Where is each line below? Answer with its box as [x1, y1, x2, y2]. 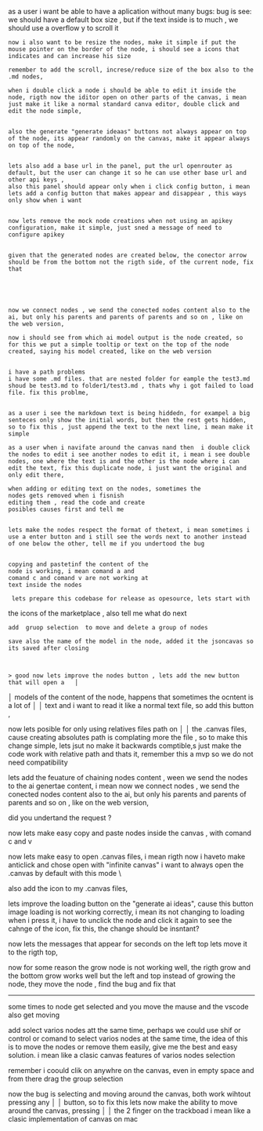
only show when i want [8, 196, 82, 204]
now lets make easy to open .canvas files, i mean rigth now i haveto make [8, 852, 246, 861]
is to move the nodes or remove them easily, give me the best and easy [8, 1042, 238, 1051]
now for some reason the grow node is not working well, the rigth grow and [8, 963, 250, 972]
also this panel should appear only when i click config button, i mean [8, 183, 250, 191]
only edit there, [8, 471, 65, 479]
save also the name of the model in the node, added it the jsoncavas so [8, 637, 254, 645]
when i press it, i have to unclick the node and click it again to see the [8, 916, 232, 925]
